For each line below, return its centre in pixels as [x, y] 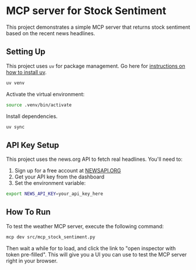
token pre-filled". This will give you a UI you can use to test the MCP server [97, 254]
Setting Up [26, 52]
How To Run [28, 212]
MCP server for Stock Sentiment [86, 11]
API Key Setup [33, 145]
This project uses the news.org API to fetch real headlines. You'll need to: [94, 159]
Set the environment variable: [50, 183]
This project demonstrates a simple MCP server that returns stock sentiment [98, 27]
